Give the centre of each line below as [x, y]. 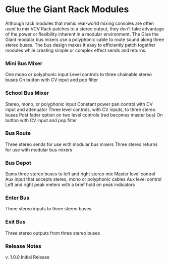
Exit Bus [15, 222]
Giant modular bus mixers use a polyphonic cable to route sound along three [85, 40]
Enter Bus [17, 198]
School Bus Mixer [27, 93]
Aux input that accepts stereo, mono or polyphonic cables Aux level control [83, 179]
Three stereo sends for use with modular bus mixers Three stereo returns [81, 144]
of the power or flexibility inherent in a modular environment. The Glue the [82, 34]
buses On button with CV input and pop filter [52, 80]
